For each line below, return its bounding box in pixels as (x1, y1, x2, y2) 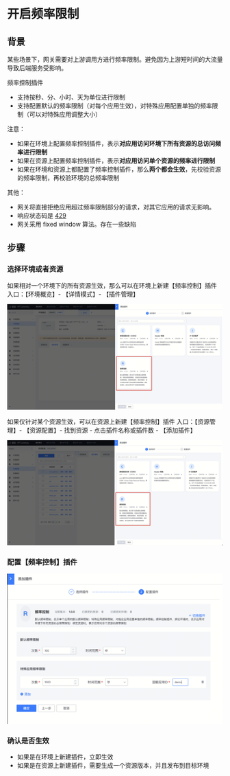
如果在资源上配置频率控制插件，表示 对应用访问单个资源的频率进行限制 (16, 157, 216, 165)
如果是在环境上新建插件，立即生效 (16, 753, 114, 761)
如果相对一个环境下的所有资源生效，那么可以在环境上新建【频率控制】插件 (7, 281, 217, 289)
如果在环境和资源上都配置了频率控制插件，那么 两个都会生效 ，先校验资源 (16, 166, 221, 173)
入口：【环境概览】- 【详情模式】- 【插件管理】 (7, 290, 139, 298)
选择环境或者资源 (7, 264, 64, 274)
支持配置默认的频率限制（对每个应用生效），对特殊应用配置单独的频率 (16, 102, 212, 110)
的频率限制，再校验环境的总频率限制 (16, 174, 120, 182)
